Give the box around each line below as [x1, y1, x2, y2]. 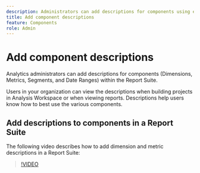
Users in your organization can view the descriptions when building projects [6, 88, 193, 95]
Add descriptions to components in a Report [6, 118, 174, 128]
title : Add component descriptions [6, 14, 95, 20]
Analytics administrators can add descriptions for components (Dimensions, [6, 71, 193, 78]
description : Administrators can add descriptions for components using [6, 8, 190, 15]
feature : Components [6, 20, 58, 25]
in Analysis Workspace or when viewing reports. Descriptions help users [6, 94, 185, 101]
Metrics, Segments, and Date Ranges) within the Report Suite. [6, 76, 158, 84]
